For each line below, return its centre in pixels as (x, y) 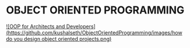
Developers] (81, 26)
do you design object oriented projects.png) (59, 39)
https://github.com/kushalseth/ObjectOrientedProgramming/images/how (95, 32)
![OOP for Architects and (36, 26)
